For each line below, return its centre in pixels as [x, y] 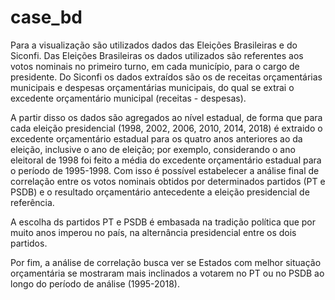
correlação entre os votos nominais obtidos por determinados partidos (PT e [168, 181]
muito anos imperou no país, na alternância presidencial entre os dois [153, 232]
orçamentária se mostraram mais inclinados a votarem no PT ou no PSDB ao [167, 273]
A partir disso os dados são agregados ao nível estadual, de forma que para [166, 117]
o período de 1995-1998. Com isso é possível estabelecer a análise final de [165, 170]
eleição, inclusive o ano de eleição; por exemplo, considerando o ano [153, 149]
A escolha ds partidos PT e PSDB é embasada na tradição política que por [163, 222]
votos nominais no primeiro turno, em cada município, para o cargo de [155, 66]
